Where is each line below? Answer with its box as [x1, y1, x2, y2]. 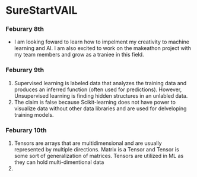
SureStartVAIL [5, 4, 78, 17]
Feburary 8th [5, 25, 44, 33]
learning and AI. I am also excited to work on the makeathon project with [14, 45, 191, 52]
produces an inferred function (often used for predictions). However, [14, 86, 182, 93]
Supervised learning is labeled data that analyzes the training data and [14, 79, 187, 86]
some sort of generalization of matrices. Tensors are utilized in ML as [14, 153, 184, 160]
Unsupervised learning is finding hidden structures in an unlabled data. [14, 92, 188, 99]
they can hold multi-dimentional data [14, 159, 104, 166]
